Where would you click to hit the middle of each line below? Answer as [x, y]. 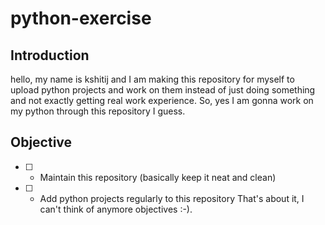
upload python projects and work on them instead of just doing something [163, 90]
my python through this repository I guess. [98, 111]
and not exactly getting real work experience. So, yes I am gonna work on [162, 100]
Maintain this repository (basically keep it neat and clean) [158, 177]
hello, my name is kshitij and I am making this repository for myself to [152, 79]
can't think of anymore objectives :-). [116, 209]
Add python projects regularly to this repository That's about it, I [172, 198]
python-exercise [81, 18]
